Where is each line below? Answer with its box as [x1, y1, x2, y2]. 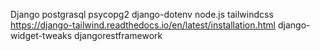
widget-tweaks [10, 30, 73, 41]
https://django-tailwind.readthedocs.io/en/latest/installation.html [10, 19, 277, 31]
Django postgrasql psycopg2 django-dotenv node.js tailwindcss [10, 9, 274, 20]
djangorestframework [74, 30, 163, 41]
